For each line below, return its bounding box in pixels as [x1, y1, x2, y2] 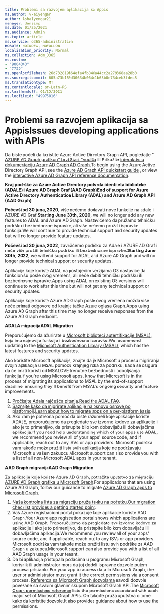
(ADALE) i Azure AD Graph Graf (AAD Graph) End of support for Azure [5, 187, 149, 193]
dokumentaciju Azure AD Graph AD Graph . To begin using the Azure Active [5, 162, 155, 168]
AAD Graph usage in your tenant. [12, 551, 79, 557]
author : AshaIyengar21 [5, 16, 51, 21]
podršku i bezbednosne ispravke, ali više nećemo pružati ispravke [5, 223, 139, 228]
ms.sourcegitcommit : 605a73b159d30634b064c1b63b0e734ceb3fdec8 [5, 75, 137, 80]
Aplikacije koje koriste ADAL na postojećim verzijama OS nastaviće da [5, 268, 146, 273]
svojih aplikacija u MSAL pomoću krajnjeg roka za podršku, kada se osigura [5, 363, 158, 368]
